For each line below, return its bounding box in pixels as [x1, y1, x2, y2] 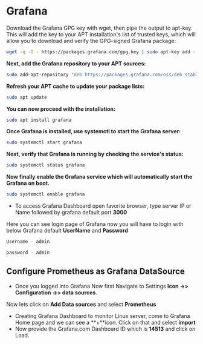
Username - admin [6, 239, 50, 245]
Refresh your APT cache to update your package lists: [6, 82, 145, 90]
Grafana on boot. [6, 180, 50, 187]
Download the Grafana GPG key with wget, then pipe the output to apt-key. [6, 24, 193, 31]
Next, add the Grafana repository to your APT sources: [6, 59, 146, 67]
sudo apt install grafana [6, 117, 71, 123]
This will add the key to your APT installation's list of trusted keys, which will [6, 30, 196, 38]
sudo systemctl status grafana [6, 162, 85, 168]
